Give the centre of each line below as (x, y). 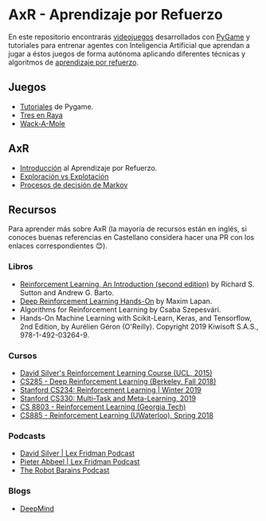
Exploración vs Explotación (64, 176)
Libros (21, 266)
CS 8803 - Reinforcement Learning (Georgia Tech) (103, 407)
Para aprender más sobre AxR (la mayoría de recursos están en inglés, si (127, 229)
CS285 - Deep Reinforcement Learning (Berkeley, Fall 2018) (118, 381)
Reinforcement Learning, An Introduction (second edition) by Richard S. (137, 284)
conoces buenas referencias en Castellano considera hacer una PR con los (131, 238)
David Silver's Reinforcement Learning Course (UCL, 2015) (116, 373)
